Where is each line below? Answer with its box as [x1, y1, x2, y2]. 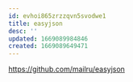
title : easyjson [8, 19, 63, 28]
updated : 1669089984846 [8, 34, 89, 43]
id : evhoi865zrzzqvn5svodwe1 [8, 11, 106, 20]
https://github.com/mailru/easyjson [8, 64, 125, 74]
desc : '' [8, 27, 38, 35]
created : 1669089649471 [8, 42, 89, 50]
